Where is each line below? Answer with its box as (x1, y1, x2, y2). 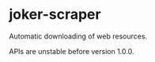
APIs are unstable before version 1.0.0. (9, 46, 134, 56)
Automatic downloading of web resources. (9, 31, 148, 41)
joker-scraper (9, 5, 101, 24)
